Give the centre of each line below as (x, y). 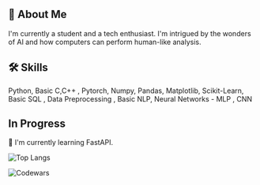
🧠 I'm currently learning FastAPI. (61, 142)
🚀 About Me (38, 15)
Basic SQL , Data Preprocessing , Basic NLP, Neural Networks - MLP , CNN (130, 98)
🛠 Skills (28, 68)
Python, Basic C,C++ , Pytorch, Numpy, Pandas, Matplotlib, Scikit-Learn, (126, 91)
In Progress (37, 124)
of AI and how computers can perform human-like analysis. (105, 42)
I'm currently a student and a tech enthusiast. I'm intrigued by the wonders (130, 33)
